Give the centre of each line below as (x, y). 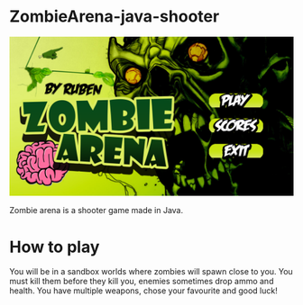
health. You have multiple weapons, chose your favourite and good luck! (143, 291)
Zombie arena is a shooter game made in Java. (96, 211)
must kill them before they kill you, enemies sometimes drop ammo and (142, 282)
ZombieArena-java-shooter (115, 17)
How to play (55, 247)
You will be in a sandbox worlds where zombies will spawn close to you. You (151, 272)
